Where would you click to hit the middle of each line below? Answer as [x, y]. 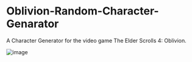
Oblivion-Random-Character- [83, 11]
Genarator [33, 24]
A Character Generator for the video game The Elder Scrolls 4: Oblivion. [97, 40]
